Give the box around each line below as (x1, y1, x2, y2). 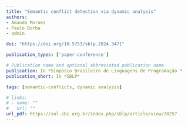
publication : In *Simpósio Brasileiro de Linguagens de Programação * (6, 68, 183, 74)
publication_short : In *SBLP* (6, 73, 80, 79)
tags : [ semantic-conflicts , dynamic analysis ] (6, 84, 122, 90)
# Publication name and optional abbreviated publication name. (6, 62, 167, 68)
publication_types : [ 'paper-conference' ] (6, 52, 109, 58)
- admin (6, 31, 25, 37)
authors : (6, 14, 28, 20)
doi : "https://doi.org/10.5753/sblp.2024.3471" (6, 41, 125, 47)
